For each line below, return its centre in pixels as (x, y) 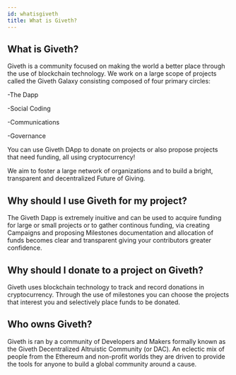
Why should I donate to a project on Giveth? (105, 270)
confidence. (25, 248)
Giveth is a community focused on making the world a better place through (116, 66)
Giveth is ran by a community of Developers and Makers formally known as (117, 341)
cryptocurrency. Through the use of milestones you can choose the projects (118, 294)
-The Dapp (23, 95)
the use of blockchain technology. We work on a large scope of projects (112, 74)
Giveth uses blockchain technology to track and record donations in (106, 287)
